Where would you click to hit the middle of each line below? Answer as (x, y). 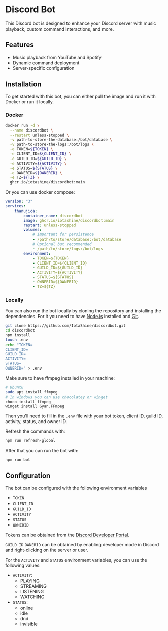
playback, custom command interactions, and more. (60, 29)
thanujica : (26, 211)
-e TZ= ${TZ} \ (25, 178)
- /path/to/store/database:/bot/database (77, 240)
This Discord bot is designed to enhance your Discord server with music (81, 23)
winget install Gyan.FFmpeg (35, 406)
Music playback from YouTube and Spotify (57, 57)
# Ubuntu (14, 387)
